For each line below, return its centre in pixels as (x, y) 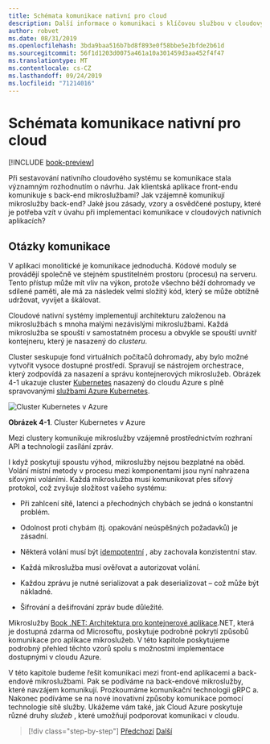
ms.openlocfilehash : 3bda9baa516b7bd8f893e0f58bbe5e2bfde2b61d (117, 46)
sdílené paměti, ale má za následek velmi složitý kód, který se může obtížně (134, 292)
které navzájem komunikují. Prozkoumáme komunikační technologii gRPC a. (134, 690)
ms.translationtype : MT (48, 61)
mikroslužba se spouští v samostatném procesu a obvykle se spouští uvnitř (133, 333)
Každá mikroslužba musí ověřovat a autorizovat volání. (110, 567)
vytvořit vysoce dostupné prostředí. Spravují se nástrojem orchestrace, (126, 366)
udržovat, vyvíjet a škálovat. (55, 300)
